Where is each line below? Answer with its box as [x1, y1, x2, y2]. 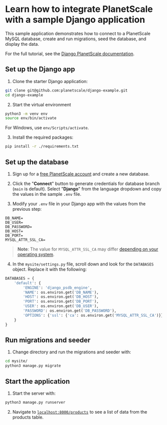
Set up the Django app [5, 65, 76, 74]
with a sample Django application [5, 14, 145, 25]
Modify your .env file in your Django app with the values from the [12, 200, 146, 207]
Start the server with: [12, 390, 56, 396]
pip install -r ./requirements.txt [5, 144, 79, 149]
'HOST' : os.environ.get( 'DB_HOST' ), [23, 294, 99, 299]
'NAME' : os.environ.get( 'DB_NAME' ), [23, 290, 99, 295]
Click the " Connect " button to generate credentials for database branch [12, 180, 160, 186]
